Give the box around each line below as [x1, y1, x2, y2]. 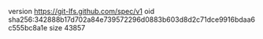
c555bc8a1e [8, 23, 48, 32]
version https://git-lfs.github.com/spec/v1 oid [8, 7, 155, 16]
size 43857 [49, 23, 86, 32]
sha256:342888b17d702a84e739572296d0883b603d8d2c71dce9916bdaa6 [8, 15, 256, 24]
